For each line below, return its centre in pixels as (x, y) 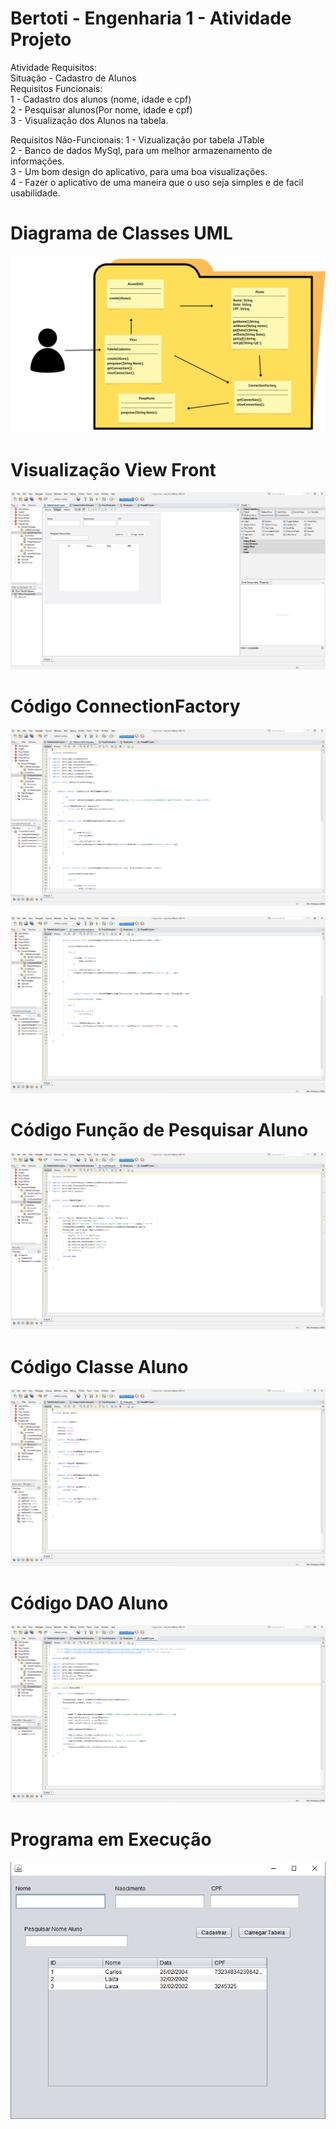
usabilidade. (35, 193)
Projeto (41, 39)
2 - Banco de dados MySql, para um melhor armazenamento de (141, 150)
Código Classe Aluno (99, 1366)
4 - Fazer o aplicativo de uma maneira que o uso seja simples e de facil (157, 182)
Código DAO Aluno (89, 1603)
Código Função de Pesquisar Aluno (159, 1130)
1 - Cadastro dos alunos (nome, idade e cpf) (101, 99)
